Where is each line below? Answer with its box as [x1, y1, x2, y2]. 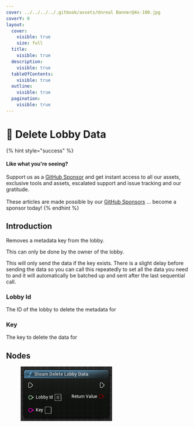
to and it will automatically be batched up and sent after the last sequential [6, 272, 185, 279]
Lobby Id [6, 293, 32, 301]
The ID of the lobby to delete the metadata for [6, 306, 116, 313]
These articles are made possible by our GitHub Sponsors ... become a [6, 198, 176, 205]
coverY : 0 [6, 15, 30, 22]
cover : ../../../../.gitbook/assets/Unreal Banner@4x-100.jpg [6, 9, 161, 15]
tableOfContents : [11, 71, 54, 77]
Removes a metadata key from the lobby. [6, 237, 105, 244]
